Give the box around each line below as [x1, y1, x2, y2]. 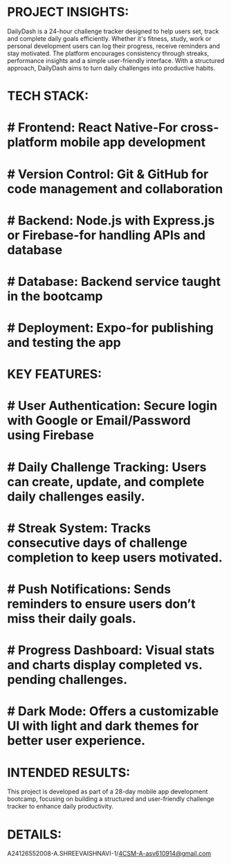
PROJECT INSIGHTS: [7, 4, 129, 20]
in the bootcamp [7, 288, 103, 304]
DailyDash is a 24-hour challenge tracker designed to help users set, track [7, 27, 219, 35]
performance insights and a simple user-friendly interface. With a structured [7, 56, 225, 64]
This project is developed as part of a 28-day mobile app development [7, 787, 208, 796]
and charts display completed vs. [7, 657, 203, 673]
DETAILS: [7, 827, 62, 842]
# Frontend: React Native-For [7, 120, 178, 136]
